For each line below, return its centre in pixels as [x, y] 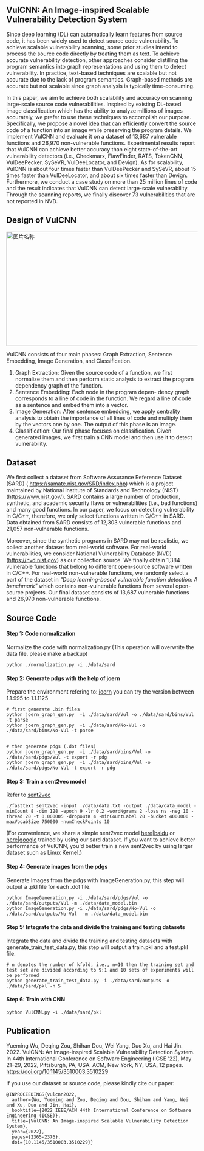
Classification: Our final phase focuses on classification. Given [93, 431]
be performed [23, 975]
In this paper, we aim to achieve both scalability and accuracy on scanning [99, 97]
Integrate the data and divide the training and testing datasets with [90, 941]
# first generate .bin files [43, 709]
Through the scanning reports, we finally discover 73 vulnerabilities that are [101, 195]
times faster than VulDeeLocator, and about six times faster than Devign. [97, 175]
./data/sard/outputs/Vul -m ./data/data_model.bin [72, 903]
